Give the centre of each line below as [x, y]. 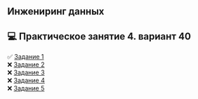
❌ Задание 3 [26, 72]
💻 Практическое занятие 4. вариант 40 [99, 36]
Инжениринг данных [56, 12]
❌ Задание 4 [26, 81]
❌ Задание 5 [26, 88]
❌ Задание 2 [26, 65]
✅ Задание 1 [26, 57]
